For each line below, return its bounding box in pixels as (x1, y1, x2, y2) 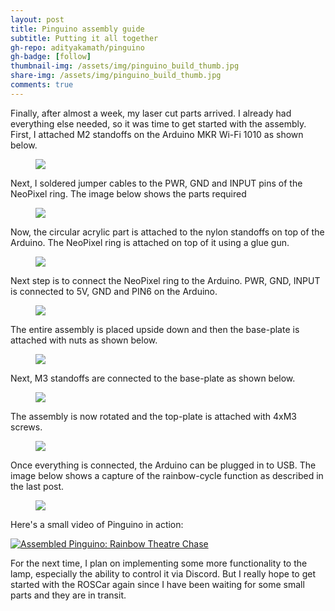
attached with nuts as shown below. (10, 334, 158, 346)
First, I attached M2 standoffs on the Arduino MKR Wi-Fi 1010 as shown (10, 128, 304, 140)
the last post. (10, 480, 65, 492)
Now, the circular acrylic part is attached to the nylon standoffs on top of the (10, 226, 325, 238)
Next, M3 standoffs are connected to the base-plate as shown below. (10, 372, 296, 384)
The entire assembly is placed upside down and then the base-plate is (10, 323, 300, 335)
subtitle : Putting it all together (10, 33, 159, 43)
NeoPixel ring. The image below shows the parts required (10, 187, 247, 200)
